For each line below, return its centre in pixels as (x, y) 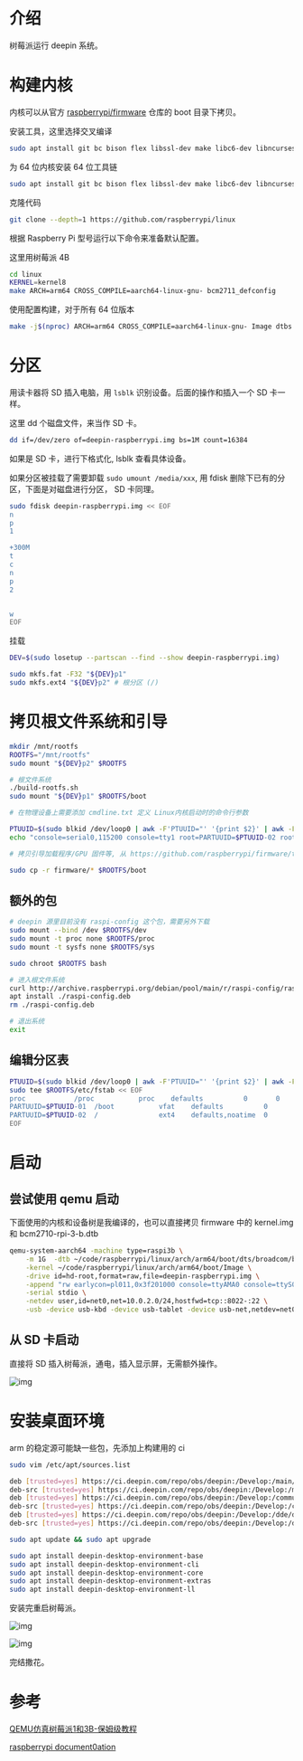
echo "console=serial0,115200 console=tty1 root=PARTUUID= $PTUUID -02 (143, 838)
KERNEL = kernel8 (38, 283)
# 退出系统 (27, 1022)
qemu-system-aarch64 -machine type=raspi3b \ (96, 1251)
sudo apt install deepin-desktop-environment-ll (102, 1590)
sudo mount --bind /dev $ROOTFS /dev (78, 931)
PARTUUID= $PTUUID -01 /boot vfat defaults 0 (139, 1107)
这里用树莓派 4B (40, 257)
